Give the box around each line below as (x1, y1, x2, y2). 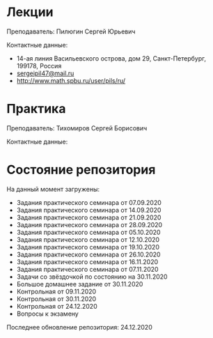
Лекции (6, 4, 54, 20)
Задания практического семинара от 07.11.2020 (16, 265, 159, 273)
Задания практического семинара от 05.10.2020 (16, 228, 161, 236)
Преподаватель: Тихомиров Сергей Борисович (6, 123, 148, 132)
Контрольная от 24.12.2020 (16, 302, 98, 310)
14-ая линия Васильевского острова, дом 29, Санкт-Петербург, (16, 54, 207, 63)
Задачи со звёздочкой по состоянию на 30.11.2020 (16, 272, 168, 281)
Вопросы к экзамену (16, 309, 79, 318)
